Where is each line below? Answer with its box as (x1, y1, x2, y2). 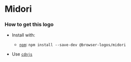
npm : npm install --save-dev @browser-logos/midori (19, 42, 127, 48)
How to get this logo (4, 21, 54, 28)
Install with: (11, 32, 36, 38)
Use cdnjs (11, 51, 33, 57)
